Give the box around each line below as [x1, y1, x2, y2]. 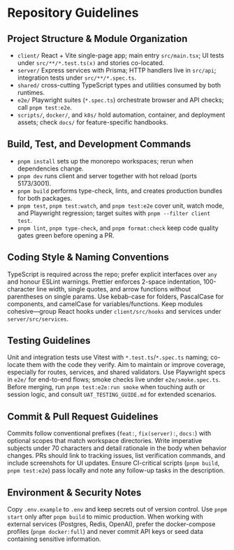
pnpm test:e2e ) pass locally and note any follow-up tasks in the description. [7, 466, 225, 475]
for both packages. [17, 194, 73, 202]
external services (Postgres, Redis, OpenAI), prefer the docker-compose [7, 520, 216, 528]
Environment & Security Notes [7, 486, 142, 498]
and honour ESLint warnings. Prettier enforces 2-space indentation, [7, 277, 202, 286]
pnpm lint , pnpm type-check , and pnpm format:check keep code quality [17, 224, 219, 232]
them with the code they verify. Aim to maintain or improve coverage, [27, 361, 226, 369]
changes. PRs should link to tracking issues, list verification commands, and [7, 451, 226, 460]
